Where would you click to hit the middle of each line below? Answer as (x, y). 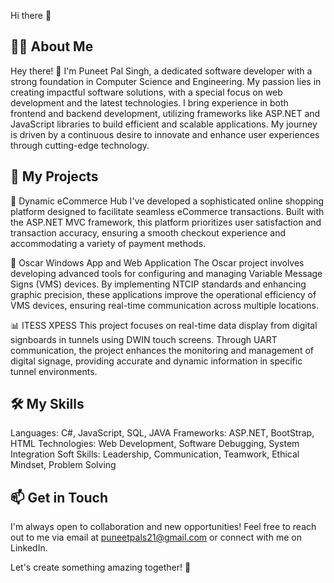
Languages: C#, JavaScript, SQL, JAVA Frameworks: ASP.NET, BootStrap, (162, 433)
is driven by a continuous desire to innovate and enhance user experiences (165, 134)
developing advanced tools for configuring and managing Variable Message (166, 273)
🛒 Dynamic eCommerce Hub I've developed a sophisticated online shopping (167, 201)
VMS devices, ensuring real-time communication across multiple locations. (164, 305)
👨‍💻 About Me (52, 46)
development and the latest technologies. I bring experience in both (149, 102)
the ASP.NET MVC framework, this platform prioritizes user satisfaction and (166, 222)
